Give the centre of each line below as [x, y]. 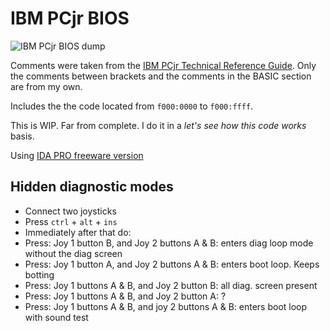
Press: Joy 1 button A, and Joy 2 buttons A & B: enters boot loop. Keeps [172, 264]
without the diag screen [73, 253]
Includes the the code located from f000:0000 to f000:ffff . [132, 106]
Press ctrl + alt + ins [71, 221]
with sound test [56, 317]
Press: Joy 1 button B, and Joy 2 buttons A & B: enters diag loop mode [169, 243]
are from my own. [46, 86]
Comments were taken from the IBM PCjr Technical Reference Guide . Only [163, 65]
